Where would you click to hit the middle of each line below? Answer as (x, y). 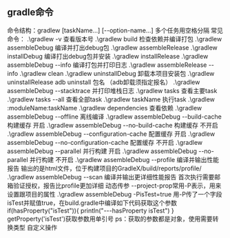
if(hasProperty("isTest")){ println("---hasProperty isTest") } (91, 210)
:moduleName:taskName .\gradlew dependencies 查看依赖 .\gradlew (105, 108)
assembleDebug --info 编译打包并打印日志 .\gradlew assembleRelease (107, 65)
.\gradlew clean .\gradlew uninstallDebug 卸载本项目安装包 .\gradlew (117, 73)
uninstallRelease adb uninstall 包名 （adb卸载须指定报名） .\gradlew (104, 82)
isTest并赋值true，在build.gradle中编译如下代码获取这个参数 (92, 203)
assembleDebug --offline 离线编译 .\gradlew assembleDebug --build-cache (114, 117)
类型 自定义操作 (35, 227)
